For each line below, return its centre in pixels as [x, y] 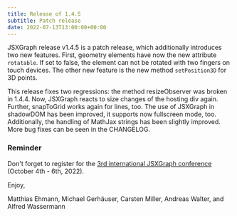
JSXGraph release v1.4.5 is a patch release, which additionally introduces [115, 48]
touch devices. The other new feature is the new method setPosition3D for [117, 70]
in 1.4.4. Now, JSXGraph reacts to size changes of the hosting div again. [113, 99]
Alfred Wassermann [36, 206]
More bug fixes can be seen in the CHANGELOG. [79, 130]
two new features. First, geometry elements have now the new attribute [112, 55]
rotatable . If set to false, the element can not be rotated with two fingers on [118, 63]
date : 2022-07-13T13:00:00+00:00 [57, 27]
